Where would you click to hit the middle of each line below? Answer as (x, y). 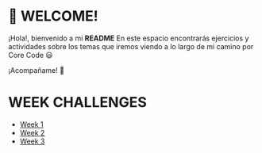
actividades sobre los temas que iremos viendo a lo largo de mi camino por (131, 46)
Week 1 (31, 124)
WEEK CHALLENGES (77, 103)
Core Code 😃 (31, 55)
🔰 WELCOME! (53, 16)
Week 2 (32, 132)
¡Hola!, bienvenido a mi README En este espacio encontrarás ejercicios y (129, 38)
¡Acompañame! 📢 (37, 70)
